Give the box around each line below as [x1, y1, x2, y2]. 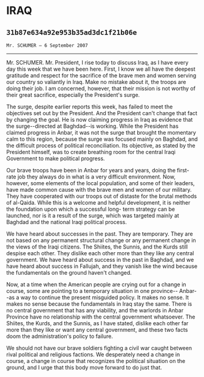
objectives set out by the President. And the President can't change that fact [6, 110, 197, 116]
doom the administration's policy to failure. [6, 333, 114, 340]
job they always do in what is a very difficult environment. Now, [17, 173, 176, 180]
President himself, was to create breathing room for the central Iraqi [6, 149, 176, 155]
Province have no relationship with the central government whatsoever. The [6, 313, 195, 320]
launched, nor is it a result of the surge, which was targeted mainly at [6, 212, 179, 219]
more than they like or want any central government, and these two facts [6, 326, 188, 333]
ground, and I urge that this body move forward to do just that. [6, 364, 162, 371]
